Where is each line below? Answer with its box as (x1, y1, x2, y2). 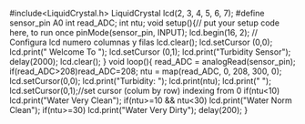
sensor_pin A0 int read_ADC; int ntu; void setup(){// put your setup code (9, 17, 280, 28)
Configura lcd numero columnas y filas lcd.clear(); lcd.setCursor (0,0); (9, 36, 273, 47)
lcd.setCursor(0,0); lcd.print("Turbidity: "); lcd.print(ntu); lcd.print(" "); (9, 76, 271, 86)
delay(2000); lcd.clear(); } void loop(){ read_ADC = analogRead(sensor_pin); (9, 57, 296, 67)
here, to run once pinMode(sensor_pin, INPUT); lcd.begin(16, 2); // (9, 27, 258, 37)
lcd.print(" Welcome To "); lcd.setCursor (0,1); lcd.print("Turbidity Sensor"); (9, 46, 291, 57)
